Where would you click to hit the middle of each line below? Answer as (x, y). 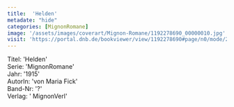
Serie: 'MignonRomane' (41, 67)
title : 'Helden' (32, 14)
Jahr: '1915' (24, 74)
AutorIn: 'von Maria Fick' (42, 81)
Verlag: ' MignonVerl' (37, 96)
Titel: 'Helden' (27, 59)
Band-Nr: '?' (25, 89)
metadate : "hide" (32, 20)
